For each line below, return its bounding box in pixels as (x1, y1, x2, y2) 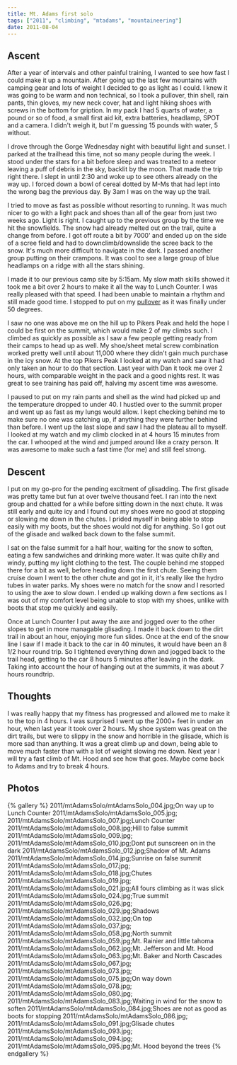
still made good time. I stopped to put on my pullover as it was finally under (7, 298, 226, 306)
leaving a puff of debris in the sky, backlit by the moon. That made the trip (7, 165, 223, 173)
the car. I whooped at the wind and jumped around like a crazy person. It (7, 438, 219, 447)
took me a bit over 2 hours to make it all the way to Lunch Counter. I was (7, 282, 218, 291)
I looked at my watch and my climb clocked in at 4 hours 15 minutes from (7, 430, 220, 439)
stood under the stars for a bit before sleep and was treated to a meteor (7, 157, 216, 166)
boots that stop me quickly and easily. (7, 604, 118, 612)
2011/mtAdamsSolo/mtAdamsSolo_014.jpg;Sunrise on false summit (7, 853, 202, 862)
